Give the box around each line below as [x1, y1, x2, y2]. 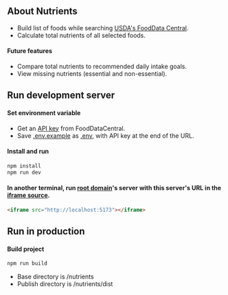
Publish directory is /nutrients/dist [16, 280, 113, 288]
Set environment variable [7, 109, 81, 116]
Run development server [7, 90, 115, 101]
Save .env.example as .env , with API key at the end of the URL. [16, 131, 194, 140]
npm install [7, 162, 41, 170]
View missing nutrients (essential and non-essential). [16, 70, 168, 78]
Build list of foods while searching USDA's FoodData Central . [16, 23, 189, 32]
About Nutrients [7, 6, 78, 17]
